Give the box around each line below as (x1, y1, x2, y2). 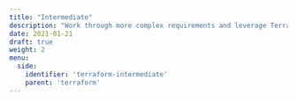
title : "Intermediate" (9, 12, 93, 22)
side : (17, 62, 38, 71)
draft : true (9, 37, 53, 47)
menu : (9, 54, 29, 62)
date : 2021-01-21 (9, 29, 73, 38)
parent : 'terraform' (25, 78, 101, 87)
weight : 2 (9, 46, 46, 54)
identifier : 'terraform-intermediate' (25, 70, 168, 79)
